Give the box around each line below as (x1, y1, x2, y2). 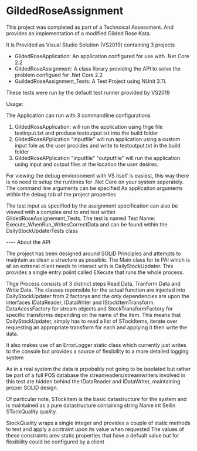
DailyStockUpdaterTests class (6, 227, 78, 234)
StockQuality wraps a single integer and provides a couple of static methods (6, 419, 191, 426)
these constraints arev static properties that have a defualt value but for (6, 432, 179, 439)
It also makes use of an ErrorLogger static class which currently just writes (6, 341, 186, 348)
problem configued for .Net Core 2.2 (14, 71, 103, 78)
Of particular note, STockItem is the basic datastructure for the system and (6, 395, 187, 402)
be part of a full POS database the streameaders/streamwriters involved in (6, 372, 186, 379)
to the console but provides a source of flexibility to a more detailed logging (6, 348, 189, 355)
